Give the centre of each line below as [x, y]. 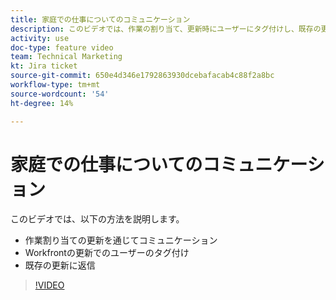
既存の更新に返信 [60, 265]
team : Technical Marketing [66, 57]
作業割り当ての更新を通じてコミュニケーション [121, 240]
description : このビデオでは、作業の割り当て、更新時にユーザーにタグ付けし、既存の [166, 29]
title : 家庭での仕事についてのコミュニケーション [100, 19]
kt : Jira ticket [44, 66]
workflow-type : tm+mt [55, 85]
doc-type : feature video [62, 47]
